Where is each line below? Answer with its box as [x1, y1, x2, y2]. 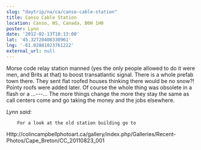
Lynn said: [6, 108, 32, 115]
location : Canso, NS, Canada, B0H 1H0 [6, 20, 104, 26]
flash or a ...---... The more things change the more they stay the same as [6, 90, 190, 97]
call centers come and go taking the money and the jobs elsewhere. [6, 96, 175, 104]
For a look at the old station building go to [17, 120, 136, 126]
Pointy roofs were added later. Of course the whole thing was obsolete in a [6, 84, 192, 91]
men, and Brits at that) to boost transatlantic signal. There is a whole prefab [6, 70, 194, 78]
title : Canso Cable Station [6, 14, 77, 20]
